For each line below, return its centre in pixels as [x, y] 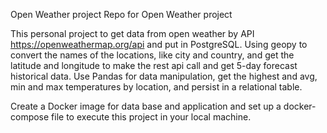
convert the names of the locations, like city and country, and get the [152, 55]
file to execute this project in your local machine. [151, 117]
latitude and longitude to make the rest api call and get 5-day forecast [154, 65]
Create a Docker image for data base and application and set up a [146, 106]
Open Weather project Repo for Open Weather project [121, 14]
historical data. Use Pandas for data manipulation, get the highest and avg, [164, 76]
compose [30, 117]
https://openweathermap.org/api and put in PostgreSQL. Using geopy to [159, 44]
